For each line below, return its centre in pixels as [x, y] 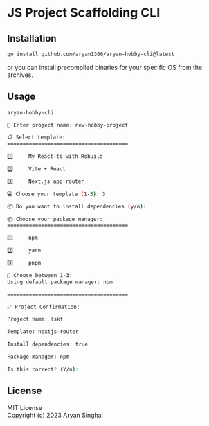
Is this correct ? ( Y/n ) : [43, 369]
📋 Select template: [36, 137]
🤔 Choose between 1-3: [40, 275]
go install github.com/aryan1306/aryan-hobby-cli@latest [91, 54]
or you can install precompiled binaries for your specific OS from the [105, 67]
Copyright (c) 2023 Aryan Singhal [55, 415]
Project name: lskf [35, 319]
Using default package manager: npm [60, 282]
